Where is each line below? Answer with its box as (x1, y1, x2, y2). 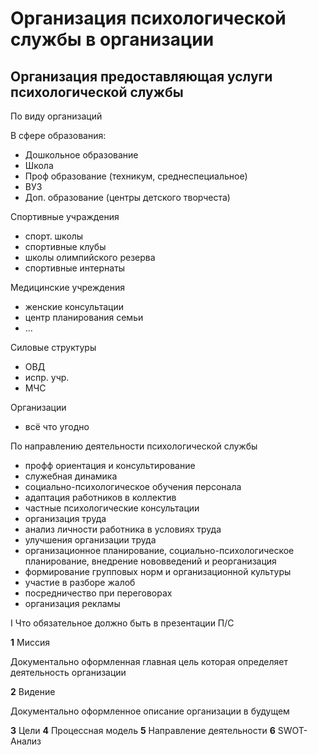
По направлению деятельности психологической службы (10, 440, 258, 452)
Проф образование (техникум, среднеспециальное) (24, 170, 248, 182)
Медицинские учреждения (10, 282, 126, 293)
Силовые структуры (10, 342, 97, 353)
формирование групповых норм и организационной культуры (24, 566, 292, 577)
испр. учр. (24, 372, 70, 383)
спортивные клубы (24, 241, 107, 252)
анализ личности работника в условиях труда (24, 523, 222, 535)
